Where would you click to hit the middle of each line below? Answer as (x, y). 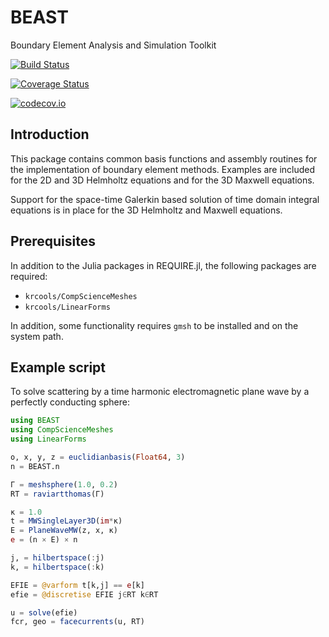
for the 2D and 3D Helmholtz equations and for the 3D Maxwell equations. (162, 180)
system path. (37, 336)
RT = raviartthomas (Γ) (57, 494)
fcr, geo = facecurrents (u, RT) (77, 622)
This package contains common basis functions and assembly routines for (164, 158)
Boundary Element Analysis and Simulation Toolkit (113, 45)
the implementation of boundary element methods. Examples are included (163, 169)
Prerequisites (53, 241)
